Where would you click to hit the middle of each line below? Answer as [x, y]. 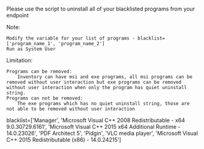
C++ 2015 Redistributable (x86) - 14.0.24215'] [64, 140]
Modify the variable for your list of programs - [71, 38]
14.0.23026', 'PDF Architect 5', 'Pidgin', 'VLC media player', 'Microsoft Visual [102, 133]
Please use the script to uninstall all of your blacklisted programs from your [101, 9]
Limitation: [20, 60]
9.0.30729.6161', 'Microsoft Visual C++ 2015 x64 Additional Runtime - [93, 127]
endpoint [18, 15]
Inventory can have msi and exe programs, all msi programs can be [105, 77]
